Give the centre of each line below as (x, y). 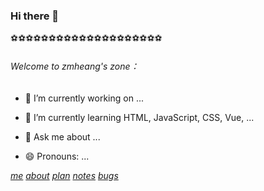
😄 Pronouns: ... (57, 156)
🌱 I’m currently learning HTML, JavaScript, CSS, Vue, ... (139, 117)
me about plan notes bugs (64, 175)
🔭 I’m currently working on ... (84, 98)
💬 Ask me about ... (62, 136)
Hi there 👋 (35, 16)
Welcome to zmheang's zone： (75, 66)
